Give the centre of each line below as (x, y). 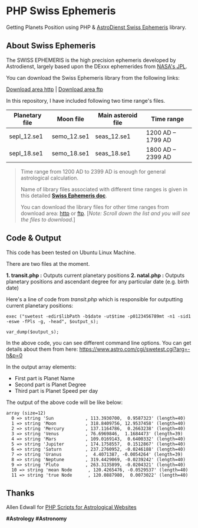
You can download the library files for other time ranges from (95, 207)
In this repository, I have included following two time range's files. (86, 100)
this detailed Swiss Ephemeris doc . (64, 195)
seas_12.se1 (113, 136)
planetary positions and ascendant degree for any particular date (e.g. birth (98, 281)
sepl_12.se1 (26, 136)
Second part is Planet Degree (50, 384)
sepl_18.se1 (26, 153)
